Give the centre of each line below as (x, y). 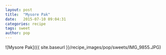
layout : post (19, 10)
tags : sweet (18, 28)
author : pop (18, 33)
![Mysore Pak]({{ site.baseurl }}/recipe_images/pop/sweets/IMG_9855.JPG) (83, 47)
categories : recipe (26, 24)
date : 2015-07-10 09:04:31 (36, 19)
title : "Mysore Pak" (28, 14)
